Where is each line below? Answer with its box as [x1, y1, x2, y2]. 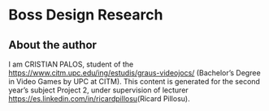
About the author [8, 38, 98, 52]
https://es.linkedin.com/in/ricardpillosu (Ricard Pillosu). [8, 94, 190, 103]
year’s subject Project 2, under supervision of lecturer [8, 85, 189, 95]
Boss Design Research [8, 6, 163, 24]
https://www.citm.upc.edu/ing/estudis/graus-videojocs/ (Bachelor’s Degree [8, 68, 262, 78]
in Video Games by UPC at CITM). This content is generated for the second [8, 77, 260, 86]
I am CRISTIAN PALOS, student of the [8, 59, 134, 69]
